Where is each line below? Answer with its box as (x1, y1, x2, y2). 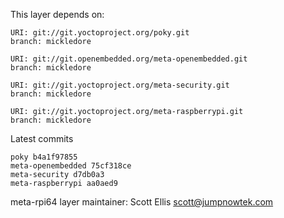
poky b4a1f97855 (10, 152, 78, 162)
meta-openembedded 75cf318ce (10, 161, 132, 171)
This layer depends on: (10, 9, 105, 20)
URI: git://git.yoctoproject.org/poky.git (10, 28, 190, 38)
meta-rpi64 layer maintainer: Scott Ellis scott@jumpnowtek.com (10, 196, 274, 208)
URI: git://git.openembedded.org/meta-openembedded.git (10, 54, 248, 64)
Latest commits (10, 133, 74, 144)
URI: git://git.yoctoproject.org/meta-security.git (10, 80, 230, 90)
